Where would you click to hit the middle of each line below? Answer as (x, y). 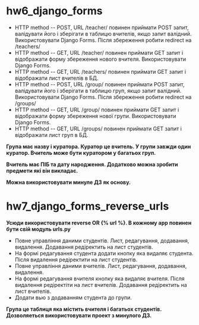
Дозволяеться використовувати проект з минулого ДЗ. (79, 315)
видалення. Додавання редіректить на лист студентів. (84, 247)
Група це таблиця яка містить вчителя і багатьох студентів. (84, 309)
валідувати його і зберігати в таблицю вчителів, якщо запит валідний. (103, 33)
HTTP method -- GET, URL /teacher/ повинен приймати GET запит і (99, 52)
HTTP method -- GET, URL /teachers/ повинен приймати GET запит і (100, 71)
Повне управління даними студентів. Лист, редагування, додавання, (102, 240)
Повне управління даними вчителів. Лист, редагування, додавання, (101, 265)
